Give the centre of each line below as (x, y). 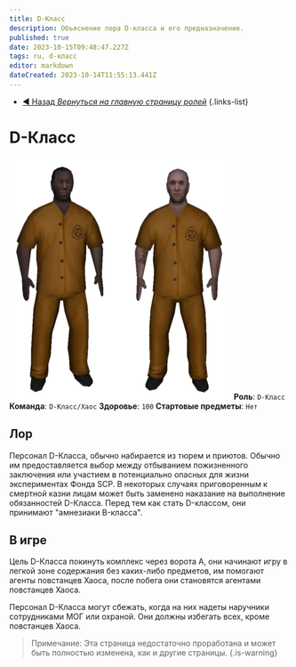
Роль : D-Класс (260, 396)
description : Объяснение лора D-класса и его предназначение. (127, 28)
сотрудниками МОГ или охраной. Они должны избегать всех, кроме (140, 617)
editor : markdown (41, 66)
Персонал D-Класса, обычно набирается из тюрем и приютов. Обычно (145, 455)
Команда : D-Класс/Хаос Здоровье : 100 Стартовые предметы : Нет (133, 406)
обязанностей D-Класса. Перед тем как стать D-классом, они (128, 502)
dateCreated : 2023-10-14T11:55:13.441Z (83, 76)
